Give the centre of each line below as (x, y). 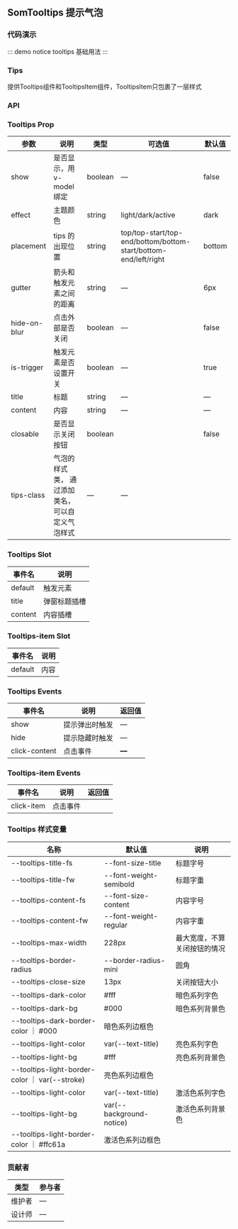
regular (116, 925)
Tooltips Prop (31, 124)
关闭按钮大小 (197, 982)
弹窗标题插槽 (65, 601)
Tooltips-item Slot (39, 636)
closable (25, 434)
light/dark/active (148, 215)
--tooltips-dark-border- (53, 1021)
